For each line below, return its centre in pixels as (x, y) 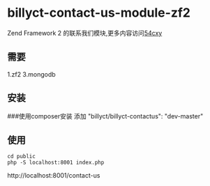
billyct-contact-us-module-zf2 (99, 13)
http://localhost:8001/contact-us (54, 176)
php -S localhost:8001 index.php (56, 163)
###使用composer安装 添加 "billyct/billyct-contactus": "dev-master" (105, 116)
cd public (22, 157)
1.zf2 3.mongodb (31, 74)
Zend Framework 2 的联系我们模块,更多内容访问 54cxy (85, 33)
